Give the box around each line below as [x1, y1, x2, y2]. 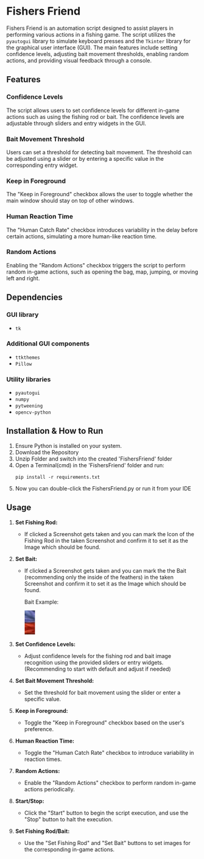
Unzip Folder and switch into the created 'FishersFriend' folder [15, 455, 172, 462]
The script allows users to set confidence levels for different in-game [6, 107, 180, 114]
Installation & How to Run [6, 426, 104, 436]
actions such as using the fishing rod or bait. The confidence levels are [6, 113, 185, 120]
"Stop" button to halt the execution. [24, 815, 113, 823]
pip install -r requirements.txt [15, 474, 100, 480]
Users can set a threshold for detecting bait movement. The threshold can [6, 148, 192, 156]
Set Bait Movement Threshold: [15, 677, 94, 684]
